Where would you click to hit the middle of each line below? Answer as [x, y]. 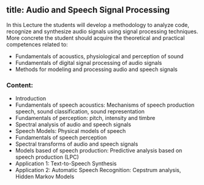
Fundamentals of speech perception [61, 138]
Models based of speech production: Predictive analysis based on [99, 151]
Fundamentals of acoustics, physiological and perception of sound [99, 56]
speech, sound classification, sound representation [80, 111]
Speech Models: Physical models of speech [70, 131]
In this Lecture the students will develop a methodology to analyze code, [98, 25]
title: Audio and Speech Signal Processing [88, 10]
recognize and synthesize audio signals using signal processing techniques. [102, 31]
